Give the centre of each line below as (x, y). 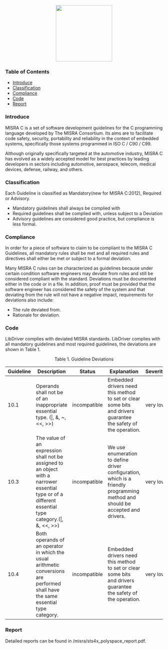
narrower (46, 482)
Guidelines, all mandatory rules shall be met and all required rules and (77, 253)
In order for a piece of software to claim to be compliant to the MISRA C (79, 248)
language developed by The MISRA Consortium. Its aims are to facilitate (79, 133)
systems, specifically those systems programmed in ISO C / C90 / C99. (78, 143)
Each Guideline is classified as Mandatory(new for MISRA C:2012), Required (83, 193)
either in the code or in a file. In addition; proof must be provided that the (80, 284)
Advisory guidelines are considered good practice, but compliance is (83, 218)
